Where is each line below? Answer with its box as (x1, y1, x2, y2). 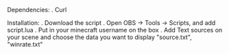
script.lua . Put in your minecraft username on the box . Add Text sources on (7, 26, 223, 34)
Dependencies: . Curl (7, 6, 67, 13)
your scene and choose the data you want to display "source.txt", (7, 33, 192, 41)
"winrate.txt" (7, 40, 43, 48)
